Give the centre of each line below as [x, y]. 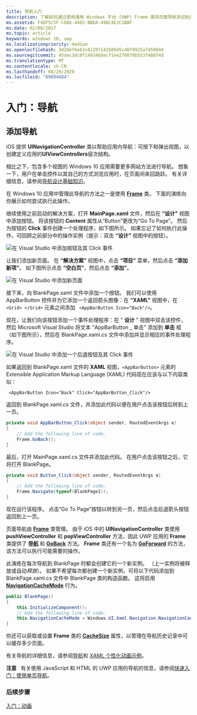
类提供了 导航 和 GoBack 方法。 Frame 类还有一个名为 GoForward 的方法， [97, 543]
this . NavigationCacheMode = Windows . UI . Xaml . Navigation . [88, 618]
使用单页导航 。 [34, 676]
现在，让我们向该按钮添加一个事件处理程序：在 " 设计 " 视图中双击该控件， [96, 320]
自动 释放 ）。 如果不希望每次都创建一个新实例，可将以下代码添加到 [95, 570]
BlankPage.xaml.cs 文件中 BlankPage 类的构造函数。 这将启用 [81, 578]
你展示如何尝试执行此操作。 [40, 201]
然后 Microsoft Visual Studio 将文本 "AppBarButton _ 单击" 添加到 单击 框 [94, 327]
